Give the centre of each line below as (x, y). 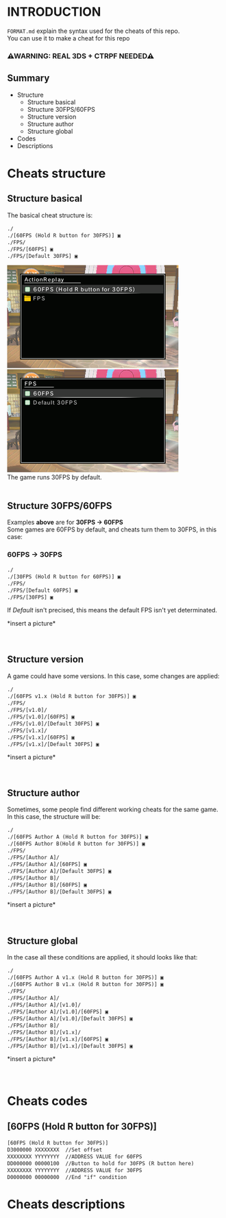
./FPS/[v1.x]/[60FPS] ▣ (41, 737)
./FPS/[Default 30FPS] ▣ (42, 256)
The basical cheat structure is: (50, 215)
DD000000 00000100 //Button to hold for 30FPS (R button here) (101, 1164)
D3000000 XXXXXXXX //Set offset (55, 1150)
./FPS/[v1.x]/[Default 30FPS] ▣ (53, 744)
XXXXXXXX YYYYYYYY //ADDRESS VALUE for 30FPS (75, 1171)
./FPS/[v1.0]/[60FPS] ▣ (41, 717)
